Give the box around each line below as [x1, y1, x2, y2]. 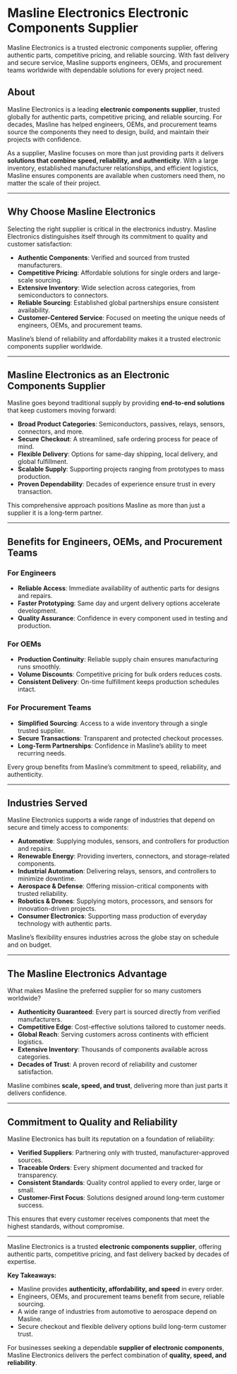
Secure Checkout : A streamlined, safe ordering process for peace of [17, 435, 219, 443]
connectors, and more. [17, 427, 84, 436]
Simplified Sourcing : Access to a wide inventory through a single [17, 719, 208, 727]
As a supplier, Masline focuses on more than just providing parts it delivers [7, 148, 224, 157]
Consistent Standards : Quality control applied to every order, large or [17, 1178, 221, 1187]
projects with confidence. [7, 135, 82, 143]
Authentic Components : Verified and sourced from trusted [17, 253, 190, 262]
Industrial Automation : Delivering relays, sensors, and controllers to [17, 867, 217, 876]
